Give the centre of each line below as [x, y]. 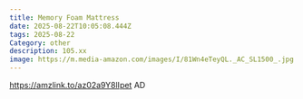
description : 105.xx [49, 51]
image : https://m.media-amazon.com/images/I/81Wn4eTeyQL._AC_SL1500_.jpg [152, 59]
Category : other [40, 43]
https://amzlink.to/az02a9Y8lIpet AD [78, 85]
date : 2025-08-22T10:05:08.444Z [70, 26]
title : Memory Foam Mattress [64, 18]
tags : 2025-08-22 [42, 34]
